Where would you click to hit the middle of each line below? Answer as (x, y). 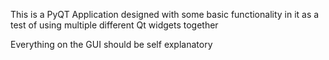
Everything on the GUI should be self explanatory (111, 44)
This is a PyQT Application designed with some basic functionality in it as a (165, 14)
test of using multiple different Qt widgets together (114, 25)
